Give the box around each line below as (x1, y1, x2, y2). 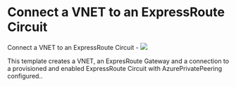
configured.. (7, 72, 43, 80)
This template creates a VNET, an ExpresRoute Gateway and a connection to (7, 57, 230, 65)
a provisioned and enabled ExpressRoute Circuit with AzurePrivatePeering (7, 64, 223, 72)
